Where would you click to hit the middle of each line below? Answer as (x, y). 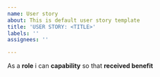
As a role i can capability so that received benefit (80, 66)
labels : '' (23, 33)
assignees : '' (28, 40)
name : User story (33, 14)
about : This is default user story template (74, 20)
